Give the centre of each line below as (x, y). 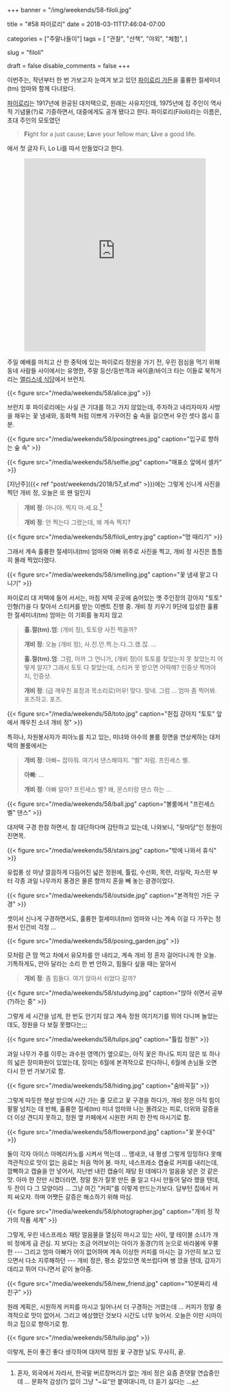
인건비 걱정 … (38, 927)
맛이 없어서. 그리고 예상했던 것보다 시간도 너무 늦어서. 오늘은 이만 (117, 1315)
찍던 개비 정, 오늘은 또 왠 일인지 (49, 493)
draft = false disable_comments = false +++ (69, 66)
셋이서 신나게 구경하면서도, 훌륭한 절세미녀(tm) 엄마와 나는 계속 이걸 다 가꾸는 (111, 918)
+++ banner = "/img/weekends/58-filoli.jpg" (69, 10)
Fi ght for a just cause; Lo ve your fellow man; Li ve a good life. (110, 134)
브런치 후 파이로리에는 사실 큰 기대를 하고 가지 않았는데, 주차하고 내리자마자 (107, 407)
